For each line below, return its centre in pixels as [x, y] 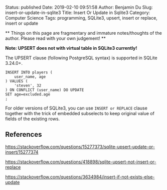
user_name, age [30, 77]
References [24, 134]
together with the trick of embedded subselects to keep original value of [80, 113]
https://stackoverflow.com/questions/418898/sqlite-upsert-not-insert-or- [81, 162]
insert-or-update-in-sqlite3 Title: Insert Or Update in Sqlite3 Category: [78, 13]
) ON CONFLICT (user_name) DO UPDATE [45, 90]
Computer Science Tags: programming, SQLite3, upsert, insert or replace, [81, 18]
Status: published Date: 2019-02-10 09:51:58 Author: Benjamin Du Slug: [79, 7]
